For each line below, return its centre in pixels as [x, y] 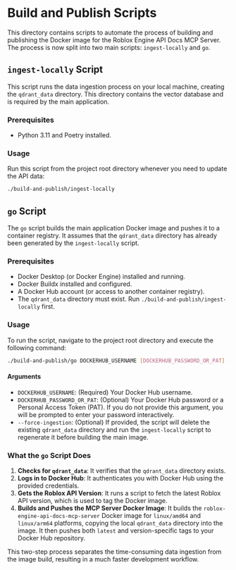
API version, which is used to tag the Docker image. [92, 501]
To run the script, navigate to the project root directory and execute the [110, 340]
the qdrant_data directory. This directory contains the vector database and [116, 94]
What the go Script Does [49, 455]
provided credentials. [48, 485]
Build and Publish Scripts [82, 13]
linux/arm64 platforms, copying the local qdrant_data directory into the [120, 523]
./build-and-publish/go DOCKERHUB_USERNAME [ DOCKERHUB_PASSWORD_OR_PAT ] [116, 361]
